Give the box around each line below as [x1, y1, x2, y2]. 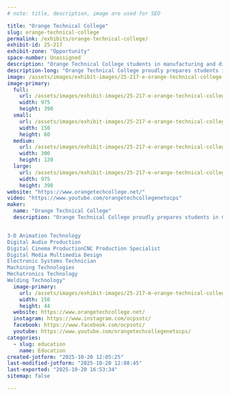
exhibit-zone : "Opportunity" [7, 48, 90, 55]
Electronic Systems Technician [7, 258, 97, 265]
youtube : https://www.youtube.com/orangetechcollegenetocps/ [13, 328, 192, 335]
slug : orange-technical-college [7, 29, 99, 36]
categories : [7, 334, 41, 341]
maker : [7, 201, 26, 208]
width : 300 [19, 150, 51, 157]
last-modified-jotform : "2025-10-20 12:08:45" [7, 360, 142, 367]
